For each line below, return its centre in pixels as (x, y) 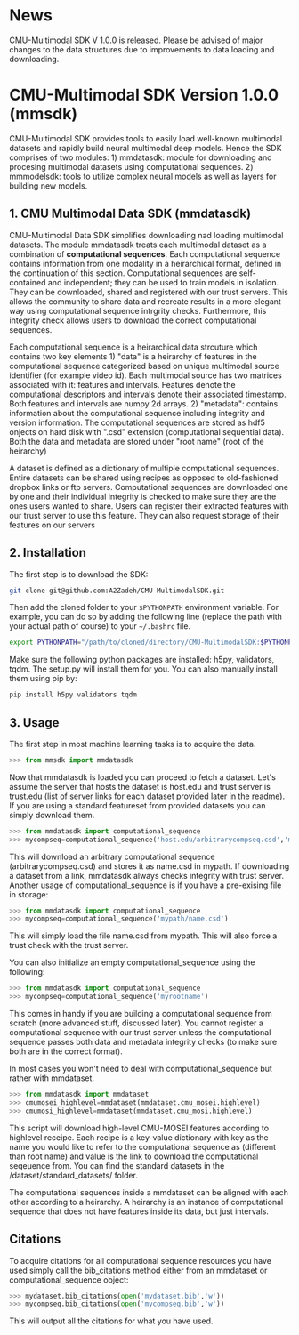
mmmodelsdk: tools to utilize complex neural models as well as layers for (143, 176)
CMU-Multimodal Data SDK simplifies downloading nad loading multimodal (146, 235)
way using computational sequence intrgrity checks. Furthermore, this (138, 310)
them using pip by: (43, 679)
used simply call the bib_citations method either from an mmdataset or (138, 1270)
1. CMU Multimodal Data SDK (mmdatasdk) (130, 214)
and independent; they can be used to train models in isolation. (163, 282)
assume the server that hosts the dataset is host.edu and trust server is (140, 786)
